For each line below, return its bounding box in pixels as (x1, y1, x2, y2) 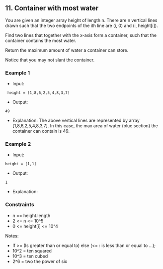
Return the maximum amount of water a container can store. (5, 47, 129, 53)
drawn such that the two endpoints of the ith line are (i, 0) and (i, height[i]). (5, 22, 158, 28)
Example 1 (5, 69, 30, 76)
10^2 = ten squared (12, 248, 52, 254)
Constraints (5, 201, 35, 208)
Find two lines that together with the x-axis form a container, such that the (5, 32, 157, 38)
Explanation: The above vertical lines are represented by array (12, 117, 140, 124)
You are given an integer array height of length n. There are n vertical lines (5, 17, 158, 23)
